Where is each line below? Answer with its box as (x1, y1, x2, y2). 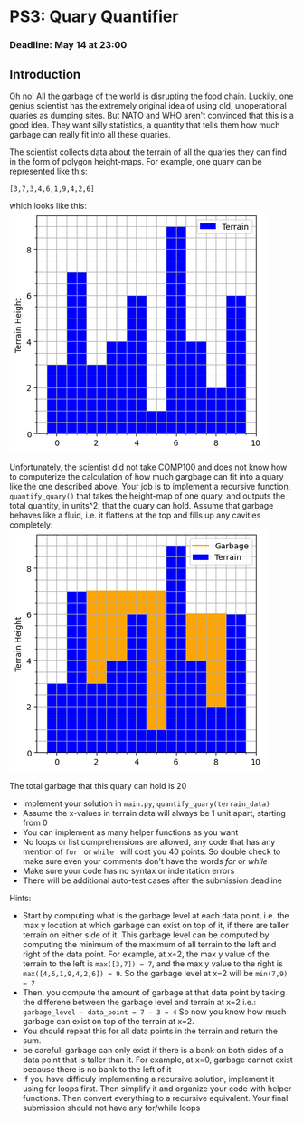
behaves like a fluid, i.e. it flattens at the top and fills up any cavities (9, 509, 261, 520)
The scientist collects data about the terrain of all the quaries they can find (9, 147, 288, 157)
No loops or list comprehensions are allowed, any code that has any (22, 836, 276, 847)
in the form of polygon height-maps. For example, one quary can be (9, 156, 262, 166)
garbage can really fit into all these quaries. (9, 128, 171, 139)
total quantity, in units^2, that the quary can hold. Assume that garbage (9, 499, 274, 510)
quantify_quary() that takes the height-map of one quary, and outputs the (9, 490, 286, 501)
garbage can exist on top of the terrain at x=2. (22, 1015, 194, 1026)
